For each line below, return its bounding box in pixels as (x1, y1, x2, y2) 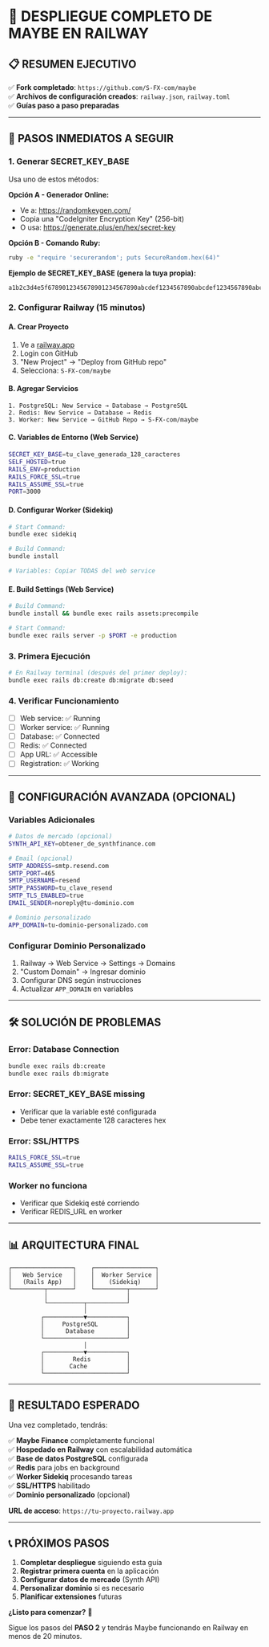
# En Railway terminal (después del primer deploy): (8, 668, 188, 677)
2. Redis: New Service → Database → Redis (8, 409, 152, 417)
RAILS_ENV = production (8, 465, 81, 473)
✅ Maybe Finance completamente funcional (8, 1435, 155, 1445)
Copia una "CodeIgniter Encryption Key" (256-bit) (19, 214, 185, 223)
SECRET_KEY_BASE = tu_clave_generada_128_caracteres (8, 450, 181, 459)
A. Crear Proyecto (8, 322, 70, 332)
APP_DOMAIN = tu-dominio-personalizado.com (8, 921, 149, 929)
